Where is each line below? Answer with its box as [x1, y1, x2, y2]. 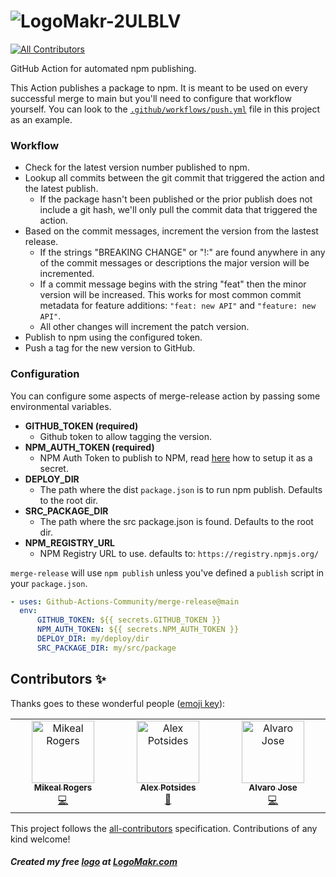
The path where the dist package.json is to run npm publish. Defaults [39, 483, 323, 495]
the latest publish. [24, 183, 99, 195]
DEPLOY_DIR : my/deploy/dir [36, 634, 150, 644]
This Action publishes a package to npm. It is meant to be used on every [10, 81, 308, 94]
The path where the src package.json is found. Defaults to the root [39, 515, 314, 527]
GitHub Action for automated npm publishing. [10, 62, 197, 74]
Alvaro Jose [248, 782, 298, 794]
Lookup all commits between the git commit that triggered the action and [24, 172, 325, 184]
